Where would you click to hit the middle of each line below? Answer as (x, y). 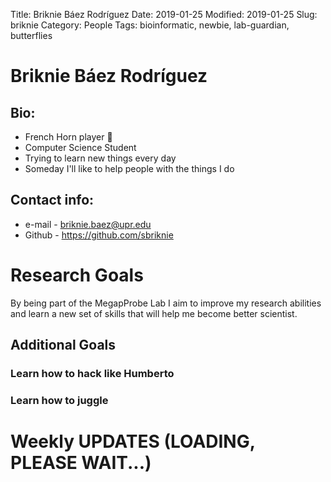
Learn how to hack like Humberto (92, 374)
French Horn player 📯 (68, 137)
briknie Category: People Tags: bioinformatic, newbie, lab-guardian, (150, 25)
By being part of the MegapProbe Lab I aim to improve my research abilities (166, 303)
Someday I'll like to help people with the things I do (129, 168)
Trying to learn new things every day (100, 158)
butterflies (31, 35)
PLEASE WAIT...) (81, 463)
